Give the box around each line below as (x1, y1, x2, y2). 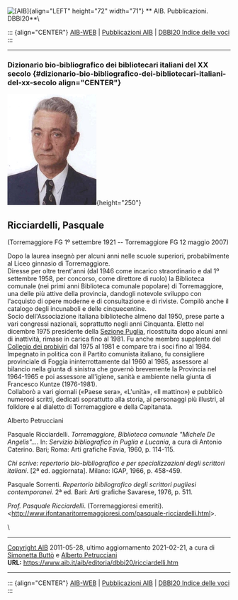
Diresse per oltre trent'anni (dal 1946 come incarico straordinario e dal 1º (7, 267, 220, 276)
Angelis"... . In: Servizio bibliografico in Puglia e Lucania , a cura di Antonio (7, 437, 222, 447)
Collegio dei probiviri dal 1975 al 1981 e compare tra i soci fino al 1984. (7, 342, 212, 351)
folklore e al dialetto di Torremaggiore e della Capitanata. (7, 403, 173, 411)
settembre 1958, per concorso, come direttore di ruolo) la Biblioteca (7, 274, 205, 283)
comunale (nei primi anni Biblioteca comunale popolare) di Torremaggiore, (7, 282, 225, 290)
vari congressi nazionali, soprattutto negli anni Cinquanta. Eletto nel (7, 320, 204, 328)
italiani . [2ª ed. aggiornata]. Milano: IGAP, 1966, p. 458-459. (7, 467, 182, 475)
